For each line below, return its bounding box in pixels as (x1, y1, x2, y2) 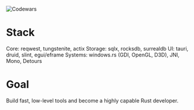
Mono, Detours (6, 57, 42, 64)
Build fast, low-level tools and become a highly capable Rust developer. (6, 97, 179, 104)
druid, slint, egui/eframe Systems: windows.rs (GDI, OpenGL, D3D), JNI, (6, 51, 180, 58)
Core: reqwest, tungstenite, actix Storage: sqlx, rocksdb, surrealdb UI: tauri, (6, 45, 189, 52)
